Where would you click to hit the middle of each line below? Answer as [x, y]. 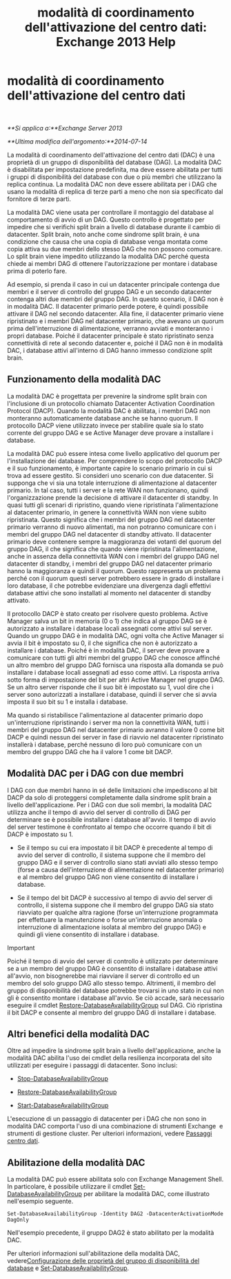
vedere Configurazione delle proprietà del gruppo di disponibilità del [103, 1261]
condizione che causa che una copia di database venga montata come [108, 241]
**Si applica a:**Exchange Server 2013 [65, 128]
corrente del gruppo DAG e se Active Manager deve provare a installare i [110, 432]
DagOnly [18, 1220]
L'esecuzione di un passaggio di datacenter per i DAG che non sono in [107, 1119]
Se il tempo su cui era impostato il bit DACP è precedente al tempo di [115, 847]
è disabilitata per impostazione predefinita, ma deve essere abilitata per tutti [115, 169]
